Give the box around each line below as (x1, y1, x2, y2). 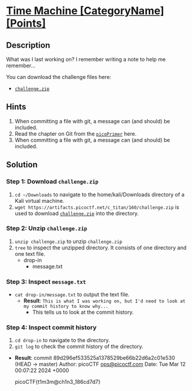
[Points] (6, 17, 46, 30)
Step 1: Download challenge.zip (6, 178, 99, 186)
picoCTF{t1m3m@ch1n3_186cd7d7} (14, 379, 101, 386)
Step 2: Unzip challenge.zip (6, 224, 87, 232)
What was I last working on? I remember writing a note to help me (6, 56, 166, 63)
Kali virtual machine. (14, 197, 64, 204)
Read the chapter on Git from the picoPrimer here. (14, 130, 137, 137)
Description (6, 40, 50, 50)
